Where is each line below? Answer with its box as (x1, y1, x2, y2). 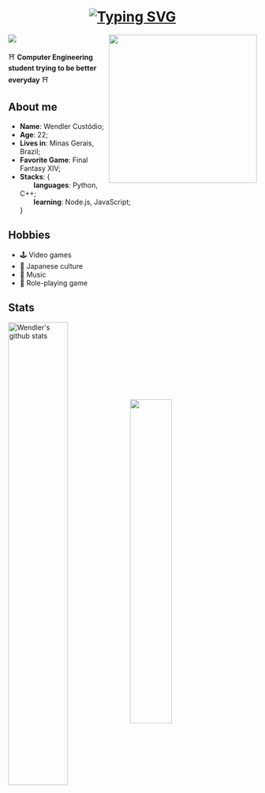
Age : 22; (19, 130, 49, 139)
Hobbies (8, 228, 51, 242)
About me (8, 100, 58, 114)
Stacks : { (19, 172, 50, 181)
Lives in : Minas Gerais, (19, 138, 95, 148)
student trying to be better (8, 63, 97, 73)
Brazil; (19, 146, 41, 156)
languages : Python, (33, 180, 99, 190)
